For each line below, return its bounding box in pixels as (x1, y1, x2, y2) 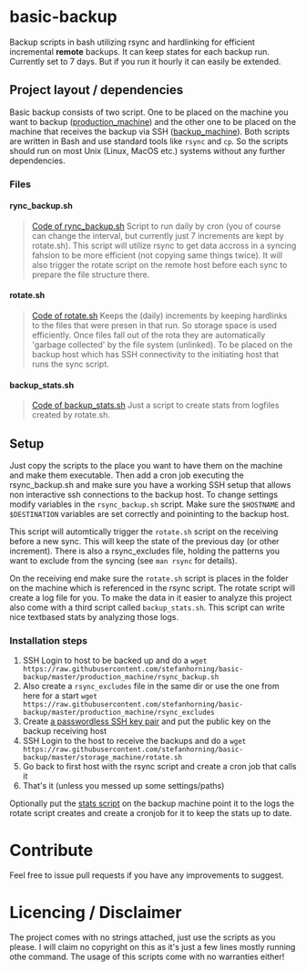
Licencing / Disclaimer (9, 902, 182, 923)
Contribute (9, 840, 94, 861)
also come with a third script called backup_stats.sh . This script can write (9, 602, 285, 613)
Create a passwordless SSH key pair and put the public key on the (22, 716, 271, 727)
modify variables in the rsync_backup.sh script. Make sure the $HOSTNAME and (9, 499, 296, 510)
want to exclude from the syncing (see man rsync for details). (9, 555, 238, 566)
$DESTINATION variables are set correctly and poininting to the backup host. (9, 509, 290, 520)
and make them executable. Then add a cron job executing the (9, 470, 244, 480)
